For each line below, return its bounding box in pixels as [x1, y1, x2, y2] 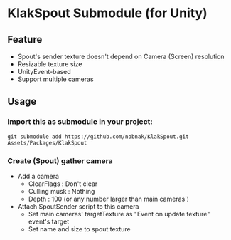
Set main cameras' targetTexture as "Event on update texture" [28, 209, 210, 218]
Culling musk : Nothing [28, 187, 95, 195]
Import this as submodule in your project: [7, 117, 153, 127]
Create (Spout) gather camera [7, 155, 113, 165]
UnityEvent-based [17, 68, 71, 75]
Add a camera [17, 172, 59, 180]
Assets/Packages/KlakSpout [7, 139, 87, 147]
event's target [28, 217, 70, 226]
